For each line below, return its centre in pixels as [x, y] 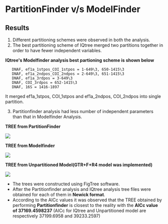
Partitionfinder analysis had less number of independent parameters [83, 111]
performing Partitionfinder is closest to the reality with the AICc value [85, 205]
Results [17, 28]
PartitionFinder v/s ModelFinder [73, 9]
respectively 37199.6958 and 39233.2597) [56, 216]
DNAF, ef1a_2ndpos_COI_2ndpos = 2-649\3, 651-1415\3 [68, 74]
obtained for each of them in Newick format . [59, 195]
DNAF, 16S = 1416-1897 [35, 87]
